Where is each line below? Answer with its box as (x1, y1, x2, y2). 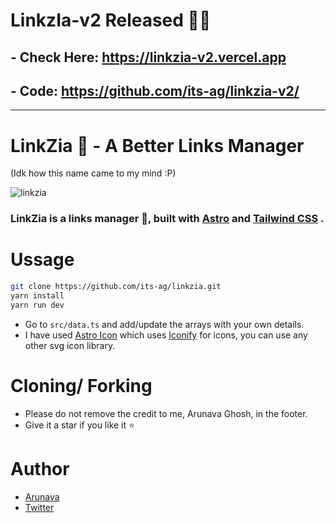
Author (10, 457, 70, 480)
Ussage (10, 249, 75, 271)
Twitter (24, 501, 55, 513)
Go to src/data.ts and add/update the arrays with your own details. (24, 318, 305, 330)
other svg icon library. (24, 339, 116, 351)
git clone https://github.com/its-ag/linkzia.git (10, 282, 222, 292)
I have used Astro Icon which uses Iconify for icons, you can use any (24, 329, 308, 341)
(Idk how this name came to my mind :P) (10, 167, 177, 179)
